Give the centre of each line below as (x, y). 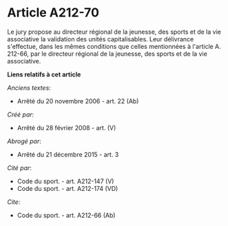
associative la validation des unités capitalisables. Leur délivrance (101, 39)
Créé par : (21, 114)
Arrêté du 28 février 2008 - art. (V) (66, 127)
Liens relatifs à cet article (44, 74)
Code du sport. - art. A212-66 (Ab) (66, 215)
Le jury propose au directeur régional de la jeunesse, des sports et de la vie (114, 32)
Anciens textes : (29, 88)
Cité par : (20, 167)
